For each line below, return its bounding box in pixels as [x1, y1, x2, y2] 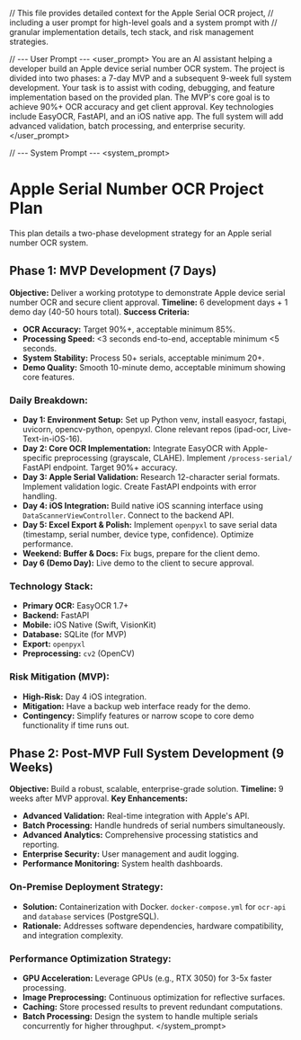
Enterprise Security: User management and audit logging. [22, 849, 240, 859]
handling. [22, 491, 58, 502]
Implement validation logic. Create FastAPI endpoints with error [22, 481, 257, 493]
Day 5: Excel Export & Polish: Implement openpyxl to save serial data [22, 520, 278, 530]
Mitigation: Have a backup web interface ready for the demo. [22, 700, 251, 711]
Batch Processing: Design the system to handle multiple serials [22, 1011, 259, 1022]
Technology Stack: [9, 580, 93, 592]
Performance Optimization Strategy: [9, 952, 172, 964]
